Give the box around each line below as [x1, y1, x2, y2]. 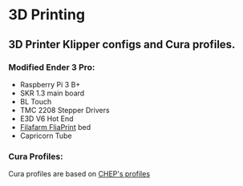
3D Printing [8, 6, 86, 24]
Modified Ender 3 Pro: [8, 62, 95, 73]
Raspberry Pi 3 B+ [19, 79, 81, 89]
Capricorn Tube [19, 131, 72, 140]
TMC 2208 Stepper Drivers [19, 105, 110, 115]
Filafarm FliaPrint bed [19, 122, 91, 131]
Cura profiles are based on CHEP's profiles [8, 169, 151, 179]
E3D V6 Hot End [19, 114, 74, 123]
